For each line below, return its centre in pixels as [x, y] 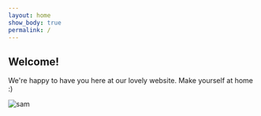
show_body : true [35, 23]
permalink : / [30, 30]
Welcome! [34, 62]
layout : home [30, 15]
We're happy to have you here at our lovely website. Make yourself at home [131, 81]
